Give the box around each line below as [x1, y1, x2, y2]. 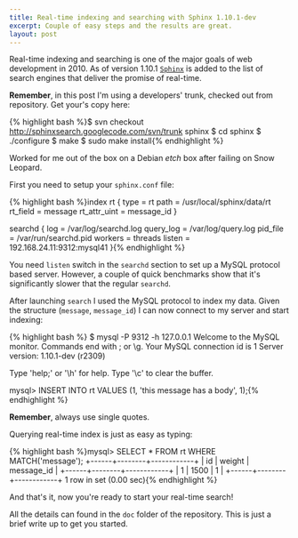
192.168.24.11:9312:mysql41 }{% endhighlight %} [9, 242, 185, 253]
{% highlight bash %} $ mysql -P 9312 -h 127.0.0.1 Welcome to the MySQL [9, 332, 280, 342]
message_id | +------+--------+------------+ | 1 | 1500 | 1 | [9, 465, 224, 476]
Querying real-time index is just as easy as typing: [9, 429, 193, 440]
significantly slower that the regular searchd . [9, 278, 172, 289]
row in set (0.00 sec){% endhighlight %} [69, 475, 218, 486]
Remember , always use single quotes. [9, 412, 149, 422]
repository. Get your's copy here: [9, 100, 131, 110]
